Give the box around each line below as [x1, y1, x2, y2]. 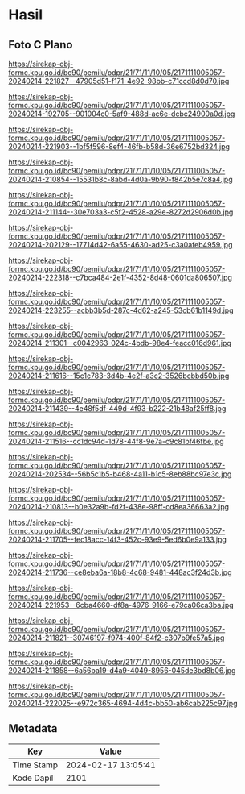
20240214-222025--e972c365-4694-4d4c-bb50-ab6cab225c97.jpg [8, 699, 239, 708]
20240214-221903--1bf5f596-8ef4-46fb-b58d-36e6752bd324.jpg [8, 142, 231, 151]
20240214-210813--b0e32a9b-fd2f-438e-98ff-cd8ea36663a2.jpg [8, 502, 230, 511]
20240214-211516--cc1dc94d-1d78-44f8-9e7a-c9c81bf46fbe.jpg [8, 437, 224, 446]
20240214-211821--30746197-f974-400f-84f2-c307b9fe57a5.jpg [8, 633, 225, 642]
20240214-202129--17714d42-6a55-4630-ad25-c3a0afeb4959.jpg [8, 240, 233, 249]
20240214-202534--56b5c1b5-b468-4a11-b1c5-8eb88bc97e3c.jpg [8, 469, 232, 479]
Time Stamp [12, 759, 59, 771]
